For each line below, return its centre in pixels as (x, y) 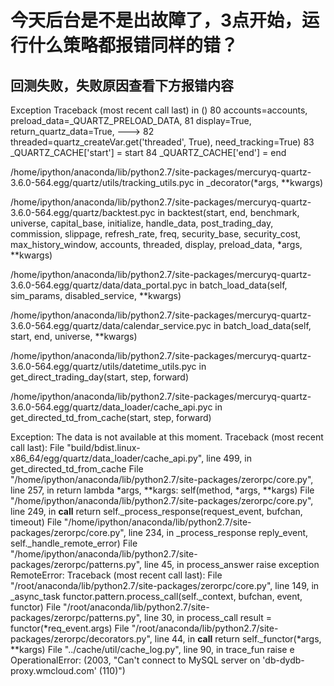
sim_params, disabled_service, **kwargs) (96, 295)
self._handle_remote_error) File (74, 543)
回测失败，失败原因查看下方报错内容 (122, 85)
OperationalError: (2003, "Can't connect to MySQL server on (135, 660)
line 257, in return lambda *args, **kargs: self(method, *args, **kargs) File (162, 490)
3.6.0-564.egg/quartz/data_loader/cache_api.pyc (111, 407)
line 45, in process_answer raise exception (231, 564)
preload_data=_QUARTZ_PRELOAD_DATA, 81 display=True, (131, 120)
